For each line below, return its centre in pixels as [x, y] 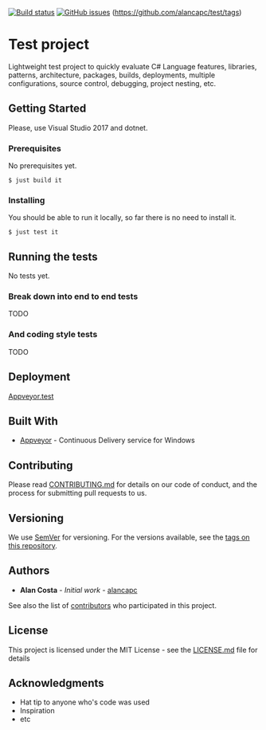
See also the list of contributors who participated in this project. [113, 605]
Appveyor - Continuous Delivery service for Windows [107, 440]
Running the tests [53, 256]
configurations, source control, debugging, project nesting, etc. [112, 83]
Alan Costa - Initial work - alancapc [78, 590]
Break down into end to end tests [73, 296]
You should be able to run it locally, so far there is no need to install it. [122, 218]
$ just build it [35, 181]
